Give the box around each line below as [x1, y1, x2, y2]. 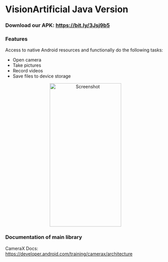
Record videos [12, 68, 43, 74]
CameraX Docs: [5, 245, 39, 251]
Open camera [12, 57, 42, 63]
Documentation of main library [5, 233, 82, 241]
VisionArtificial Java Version [5, 4, 128, 15]
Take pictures [12, 62, 42, 68]
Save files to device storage [12, 73, 71, 80]
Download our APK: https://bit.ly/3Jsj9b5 [5, 22, 110, 29]
